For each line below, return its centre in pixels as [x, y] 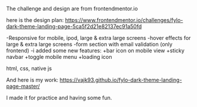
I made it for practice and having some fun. [59, 98]
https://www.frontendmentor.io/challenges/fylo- [124, 20]
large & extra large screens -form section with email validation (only [90, 44]
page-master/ [23, 86]
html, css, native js [29, 68]
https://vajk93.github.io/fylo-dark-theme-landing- [121, 80]
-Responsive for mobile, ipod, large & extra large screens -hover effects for [98, 38]
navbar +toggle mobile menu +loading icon [59, 57]
